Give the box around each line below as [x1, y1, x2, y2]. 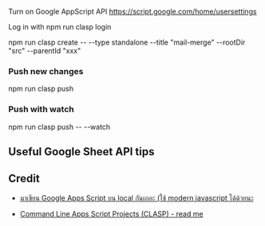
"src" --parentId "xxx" [8, 46, 81, 55]
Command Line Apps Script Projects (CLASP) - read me [19, 208, 204, 218]
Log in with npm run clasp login [8, 22, 112, 31]
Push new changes [8, 65, 84, 76]
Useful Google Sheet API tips [8, 145, 155, 158]
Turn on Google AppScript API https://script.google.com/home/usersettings [8, 7, 257, 16]
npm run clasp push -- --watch [8, 122, 111, 131]
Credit [8, 172, 40, 185]
